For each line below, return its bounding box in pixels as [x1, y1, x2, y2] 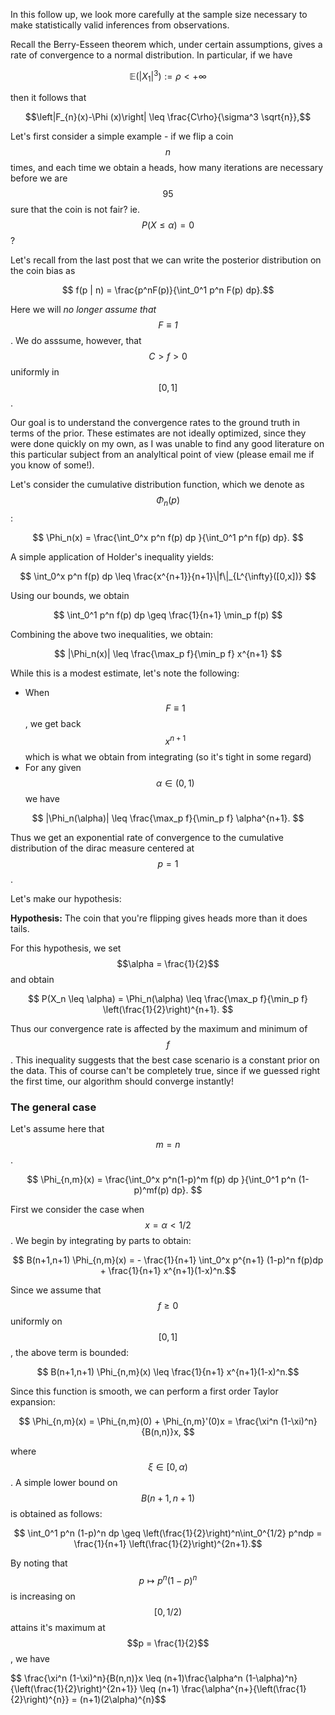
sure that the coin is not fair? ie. [10, 204, 141, 216]
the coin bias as [10, 265, 76, 277]
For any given [24, 761, 82, 773]
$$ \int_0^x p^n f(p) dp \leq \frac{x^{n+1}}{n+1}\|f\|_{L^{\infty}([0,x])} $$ [19, 570, 317, 583]
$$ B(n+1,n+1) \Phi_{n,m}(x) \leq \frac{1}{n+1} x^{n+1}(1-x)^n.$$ [36, 1366, 300, 1378]
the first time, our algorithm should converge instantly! [10, 1075, 234, 1087]
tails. [10, 922, 30, 934]
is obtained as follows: [10, 1508, 103, 1520]
